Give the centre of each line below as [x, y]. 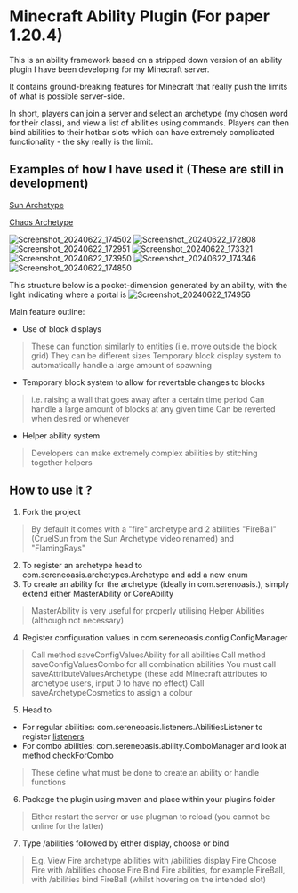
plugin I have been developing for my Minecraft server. [109, 69]
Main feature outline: [47, 311]
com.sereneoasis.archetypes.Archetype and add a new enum [135, 575]
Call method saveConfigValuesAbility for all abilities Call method [148, 655]
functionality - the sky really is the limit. [81, 141]
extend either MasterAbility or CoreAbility [98, 593]
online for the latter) [67, 825]
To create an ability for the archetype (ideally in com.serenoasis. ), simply [156, 583]
